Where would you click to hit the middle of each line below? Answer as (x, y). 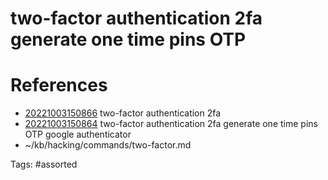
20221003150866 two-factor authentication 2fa (123, 113)
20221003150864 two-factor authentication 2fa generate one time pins (171, 124)
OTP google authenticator (78, 134)
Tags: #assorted (44, 164)
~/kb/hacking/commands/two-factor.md (108, 145)
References (59, 85)
